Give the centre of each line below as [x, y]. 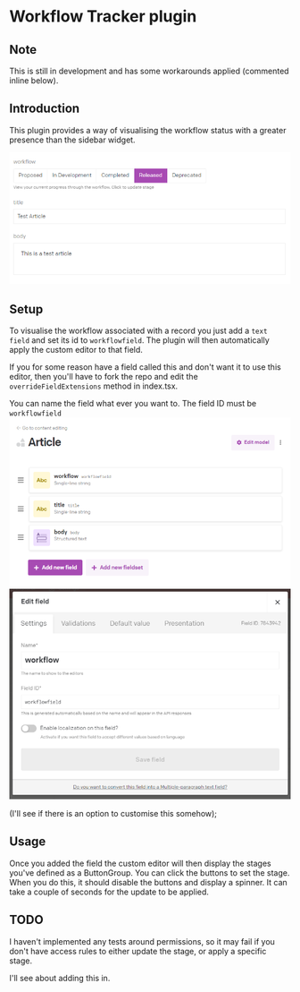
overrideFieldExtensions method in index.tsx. [94, 386]
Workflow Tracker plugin [103, 17]
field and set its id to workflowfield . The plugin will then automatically [139, 340]
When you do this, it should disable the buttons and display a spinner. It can [148, 882]
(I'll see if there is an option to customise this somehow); [113, 814]
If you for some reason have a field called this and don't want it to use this [145, 367]
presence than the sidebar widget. [72, 140]
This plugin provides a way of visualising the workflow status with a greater [148, 130]
